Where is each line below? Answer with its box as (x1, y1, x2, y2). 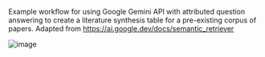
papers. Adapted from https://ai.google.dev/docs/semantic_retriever (8, 24, 234, 33)
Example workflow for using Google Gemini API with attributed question (8, 7, 246, 16)
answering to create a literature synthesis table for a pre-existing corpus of (8, 15, 257, 25)
